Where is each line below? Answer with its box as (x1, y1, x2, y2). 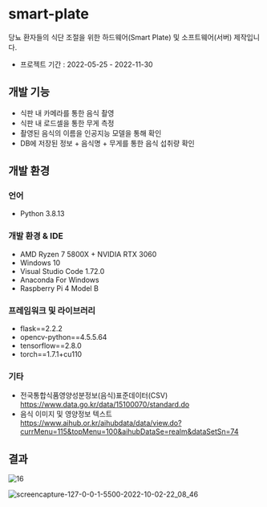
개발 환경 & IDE (8, 231, 64, 242)
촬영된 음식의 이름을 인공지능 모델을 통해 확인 (19, 128, 162, 137)
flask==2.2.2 (19, 324, 63, 333)
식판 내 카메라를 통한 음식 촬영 (19, 108, 115, 117)
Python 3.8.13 (19, 209, 65, 219)
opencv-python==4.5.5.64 (19, 333, 107, 342)
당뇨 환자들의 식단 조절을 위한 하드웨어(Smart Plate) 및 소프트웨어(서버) (8, 32, 233, 42)
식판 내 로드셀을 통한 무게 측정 (19, 118, 115, 128)
